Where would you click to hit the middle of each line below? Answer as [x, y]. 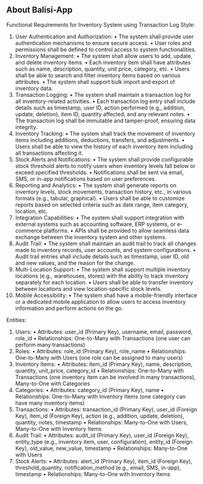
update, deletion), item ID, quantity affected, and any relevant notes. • [102, 114]
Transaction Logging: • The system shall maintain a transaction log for [103, 94]
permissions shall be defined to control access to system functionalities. [105, 49]
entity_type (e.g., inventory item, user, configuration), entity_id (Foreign [104, 441]
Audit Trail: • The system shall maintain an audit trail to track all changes [105, 244]
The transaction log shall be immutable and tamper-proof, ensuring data [105, 121]
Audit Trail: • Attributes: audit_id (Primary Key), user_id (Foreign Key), [102, 435]
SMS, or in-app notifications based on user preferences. [86, 178]
